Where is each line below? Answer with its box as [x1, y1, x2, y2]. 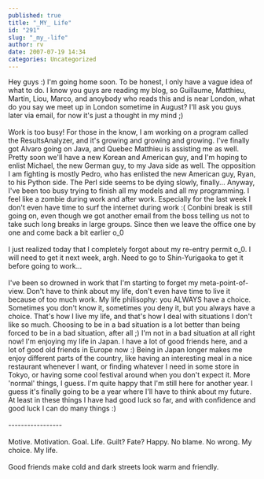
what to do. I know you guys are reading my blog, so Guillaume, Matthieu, [8, 85, 246, 95]
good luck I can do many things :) [8, 403, 116, 413]
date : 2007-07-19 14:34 [8, 48, 86, 56]
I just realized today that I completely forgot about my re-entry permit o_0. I [8, 244, 251, 254]
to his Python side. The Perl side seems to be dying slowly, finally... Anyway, [8, 177, 255, 187]
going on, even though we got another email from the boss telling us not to [8, 210, 250, 221]
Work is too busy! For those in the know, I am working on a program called [8, 127, 249, 136]
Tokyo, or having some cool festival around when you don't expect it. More [8, 369, 251, 379]
